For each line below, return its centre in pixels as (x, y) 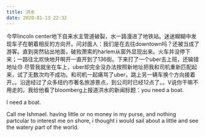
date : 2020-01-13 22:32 (37, 18)
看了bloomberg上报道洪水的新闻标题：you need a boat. (114, 90)
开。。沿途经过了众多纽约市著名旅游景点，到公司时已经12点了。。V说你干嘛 (100, 82)
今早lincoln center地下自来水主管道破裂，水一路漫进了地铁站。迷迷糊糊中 (99, 36)
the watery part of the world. (43, 127)
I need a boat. (24, 102)
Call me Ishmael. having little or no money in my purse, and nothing (91, 114)
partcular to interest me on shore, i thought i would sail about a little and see (102, 120)
